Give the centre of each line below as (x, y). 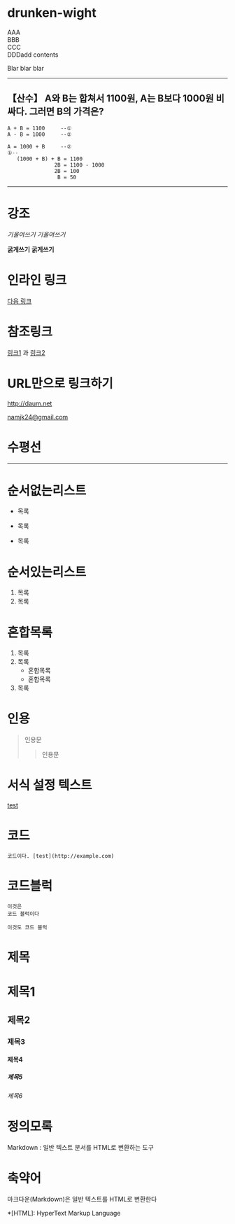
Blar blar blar (26, 68)
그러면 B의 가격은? (66, 112)
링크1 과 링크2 (26, 352)
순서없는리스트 (47, 491)
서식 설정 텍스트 (50, 785)
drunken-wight (52, 13)
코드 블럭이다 (23, 914)
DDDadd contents (33, 55)
